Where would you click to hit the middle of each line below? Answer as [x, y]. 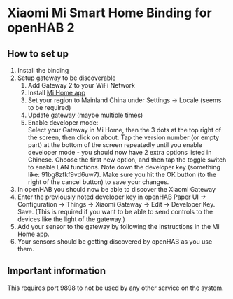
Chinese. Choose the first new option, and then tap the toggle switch [127, 160]
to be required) [49, 107]
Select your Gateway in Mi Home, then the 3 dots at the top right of [125, 130]
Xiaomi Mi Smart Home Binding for [110, 13]
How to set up [38, 54]
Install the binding [43, 70]
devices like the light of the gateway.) [71, 219]
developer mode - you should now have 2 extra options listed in [120, 152]
